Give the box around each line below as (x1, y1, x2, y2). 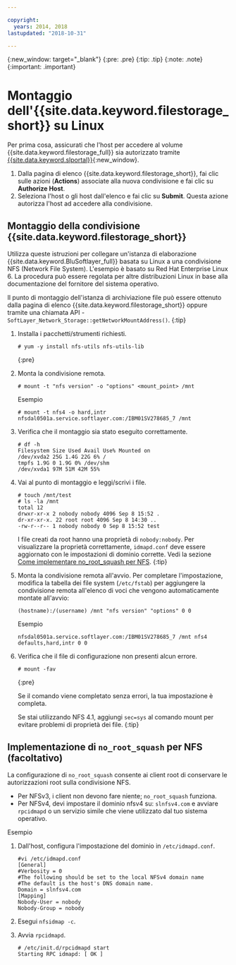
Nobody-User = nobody (17, 898, 81, 906)
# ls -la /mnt (17, 498, 59, 505)
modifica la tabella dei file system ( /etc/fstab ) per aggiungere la (17, 579, 206, 587)
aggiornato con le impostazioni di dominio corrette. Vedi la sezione (17, 550, 211, 558)
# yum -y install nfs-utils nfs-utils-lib (17, 343, 144, 350)
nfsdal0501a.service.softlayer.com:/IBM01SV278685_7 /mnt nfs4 (17, 633, 208, 641)
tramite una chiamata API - (7, 308, 85, 317)
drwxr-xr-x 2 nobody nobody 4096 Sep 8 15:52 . (17, 510, 160, 517)
